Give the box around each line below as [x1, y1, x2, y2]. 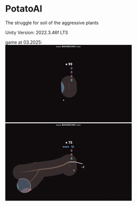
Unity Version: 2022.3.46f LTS [5, 29, 68, 35]
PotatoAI [5, 3, 42, 15]
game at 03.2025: [5, 39, 42, 45]
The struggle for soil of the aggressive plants [5, 20, 99, 26]
